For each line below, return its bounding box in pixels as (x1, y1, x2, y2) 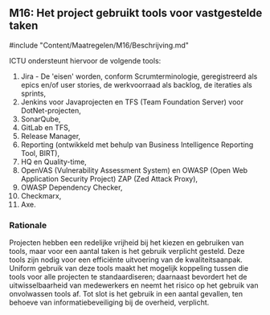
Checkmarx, (20, 190, 62, 200)
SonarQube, (20, 114, 61, 124)
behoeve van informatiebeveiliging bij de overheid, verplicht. (9, 297, 210, 308)
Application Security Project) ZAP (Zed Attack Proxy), (20, 174, 198, 183)
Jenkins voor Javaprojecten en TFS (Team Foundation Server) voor (20, 96, 244, 107)
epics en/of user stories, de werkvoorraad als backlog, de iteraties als (20, 80, 252, 89)
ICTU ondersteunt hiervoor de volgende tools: (9, 55, 162, 65)
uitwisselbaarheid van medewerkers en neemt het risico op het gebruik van (9, 280, 259, 290)
